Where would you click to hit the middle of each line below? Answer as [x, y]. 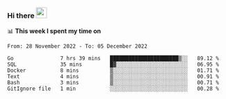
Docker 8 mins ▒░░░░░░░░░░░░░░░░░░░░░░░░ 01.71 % [113, 71]
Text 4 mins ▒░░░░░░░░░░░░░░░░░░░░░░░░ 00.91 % [113, 77]
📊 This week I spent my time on [54, 31]
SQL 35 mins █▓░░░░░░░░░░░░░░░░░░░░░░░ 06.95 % [113, 65]
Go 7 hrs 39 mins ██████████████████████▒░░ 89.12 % [113, 59]
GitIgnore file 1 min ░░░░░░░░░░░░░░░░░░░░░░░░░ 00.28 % [113, 89]
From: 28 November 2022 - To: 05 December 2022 [78, 46]
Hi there [21, 15]
